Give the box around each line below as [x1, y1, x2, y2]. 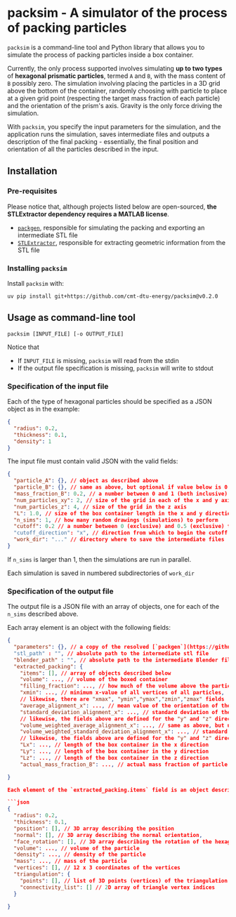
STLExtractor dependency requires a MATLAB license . [7, 209, 170, 218]
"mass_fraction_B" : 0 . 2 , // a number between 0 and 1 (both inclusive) [13, 490, 228, 498]
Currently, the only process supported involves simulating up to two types [7, 64, 223, 72]
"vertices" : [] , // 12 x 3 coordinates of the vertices [13, 864, 181, 871]
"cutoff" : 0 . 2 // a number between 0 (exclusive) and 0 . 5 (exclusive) [13, 523, 225, 530]
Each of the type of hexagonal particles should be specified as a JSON [7, 397, 212, 406]
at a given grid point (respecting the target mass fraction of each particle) [7, 93, 221, 103]
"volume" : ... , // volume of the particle [13, 845, 140, 852]
